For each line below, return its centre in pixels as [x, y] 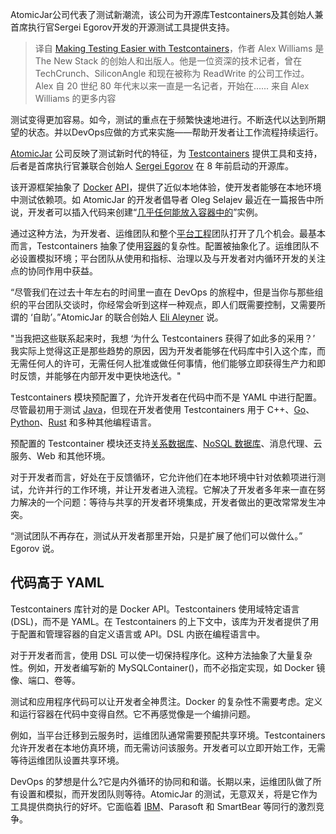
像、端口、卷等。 [45, 680]
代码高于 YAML [57, 583]
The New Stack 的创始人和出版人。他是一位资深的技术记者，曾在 [168, 61]
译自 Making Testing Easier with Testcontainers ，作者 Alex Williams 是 [179, 48]
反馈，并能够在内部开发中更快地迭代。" [100, 376]
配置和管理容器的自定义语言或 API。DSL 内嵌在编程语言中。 [142, 634]
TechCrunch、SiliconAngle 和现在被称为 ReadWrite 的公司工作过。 [172, 73]
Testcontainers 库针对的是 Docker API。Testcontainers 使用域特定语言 [155, 609]
